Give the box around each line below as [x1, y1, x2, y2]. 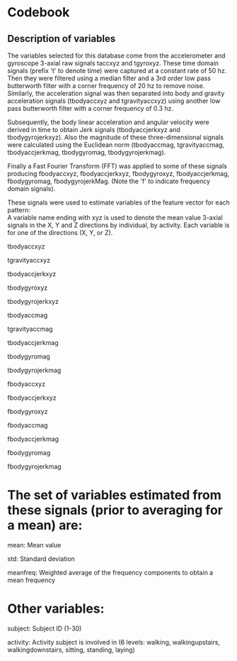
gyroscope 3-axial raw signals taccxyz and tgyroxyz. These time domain [7, 59, 219, 67]
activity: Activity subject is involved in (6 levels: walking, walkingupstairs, [7, 638, 221, 646]
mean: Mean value [7, 540, 62, 549]
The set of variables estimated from [7, 487, 221, 503]
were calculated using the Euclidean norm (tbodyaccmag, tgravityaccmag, [7, 141, 225, 149]
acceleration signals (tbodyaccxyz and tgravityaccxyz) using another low [7, 97, 221, 105]
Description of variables [7, 33, 116, 45]
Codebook [7, 4, 70, 21]
